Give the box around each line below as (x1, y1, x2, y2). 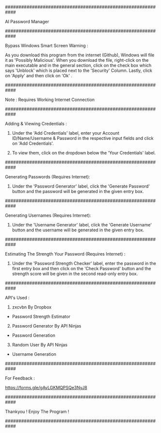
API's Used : (5, 295, 30, 300)
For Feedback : (5, 375, 35, 381)
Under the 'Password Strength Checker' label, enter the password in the (12, 260, 156, 266)
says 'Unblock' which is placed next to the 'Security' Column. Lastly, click (5, 68, 153, 73)
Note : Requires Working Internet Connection (5, 97, 95, 103)
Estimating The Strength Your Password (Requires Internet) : (5, 251, 126, 257)
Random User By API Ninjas (12, 342, 68, 347)
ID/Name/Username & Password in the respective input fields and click (12, 136, 154, 141)
